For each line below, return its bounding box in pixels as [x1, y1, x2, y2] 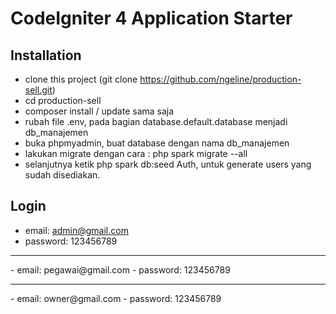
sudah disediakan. [24, 169, 101, 181]
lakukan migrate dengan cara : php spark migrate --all [24, 148, 248, 159]
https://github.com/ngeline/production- [139, 73, 302, 85]
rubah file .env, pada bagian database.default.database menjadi [24, 116, 288, 127]
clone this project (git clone [24, 73, 138, 85]
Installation [10, 47, 82, 64]
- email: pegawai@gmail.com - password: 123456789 [10, 263, 231, 276]
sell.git [24, 84, 53, 96]
